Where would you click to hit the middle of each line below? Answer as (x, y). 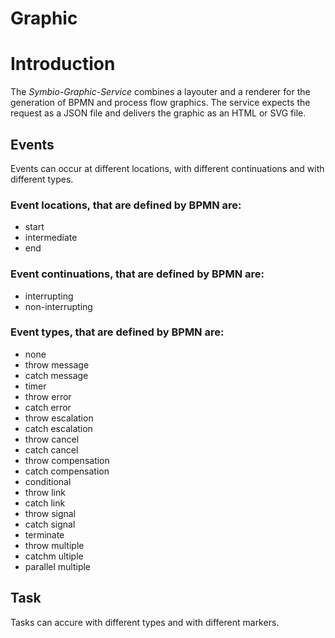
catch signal (50, 524)
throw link (45, 492)
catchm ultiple (54, 556)
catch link (45, 503)
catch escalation (58, 428)
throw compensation (67, 460)
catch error (48, 407)
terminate (44, 534)
